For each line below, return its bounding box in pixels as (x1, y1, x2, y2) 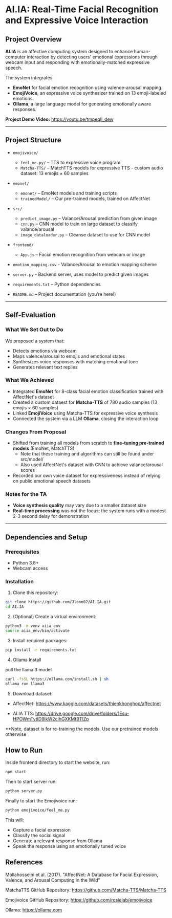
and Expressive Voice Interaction (5, 14, 148, 26)
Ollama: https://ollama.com (5, 907, 62, 913)
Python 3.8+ (12, 560, 39, 566)
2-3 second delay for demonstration (12, 513, 90, 519)
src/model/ (20, 456, 44, 463)
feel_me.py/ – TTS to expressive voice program (20, 159, 121, 165)
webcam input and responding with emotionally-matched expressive (5, 59, 150, 65)
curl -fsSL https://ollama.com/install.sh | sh (5, 676, 109, 682)
